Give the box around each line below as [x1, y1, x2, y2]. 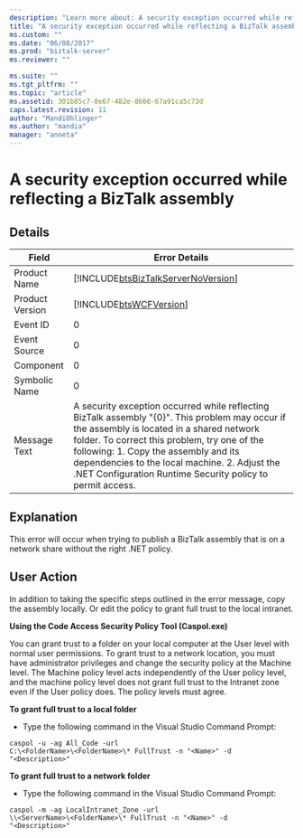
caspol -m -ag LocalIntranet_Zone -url [9, 805, 160, 814]
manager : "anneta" [9, 130, 78, 140]
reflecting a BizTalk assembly [9, 189, 234, 209]
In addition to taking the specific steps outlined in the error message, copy [9, 593, 286, 604]
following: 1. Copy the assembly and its [73, 445, 240, 457]
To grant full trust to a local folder [9, 703, 137, 714]
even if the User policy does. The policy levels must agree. [9, 686, 227, 697]
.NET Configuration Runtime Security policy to [73, 467, 269, 480]
